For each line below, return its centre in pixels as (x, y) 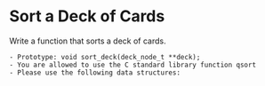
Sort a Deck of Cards (87, 16)
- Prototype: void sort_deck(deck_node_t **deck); (105, 57)
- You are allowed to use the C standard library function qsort (132, 65)
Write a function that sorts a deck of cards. (88, 41)
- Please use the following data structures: (95, 73)
